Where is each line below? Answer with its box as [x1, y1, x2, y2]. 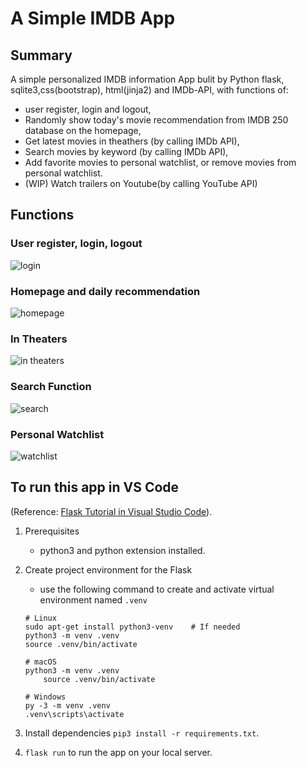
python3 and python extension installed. [39, 544, 206, 556]
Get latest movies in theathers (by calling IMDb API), [24, 135, 240, 147]
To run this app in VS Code [10, 479, 180, 496]
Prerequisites [24, 525, 80, 537]
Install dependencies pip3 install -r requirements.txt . [24, 727, 260, 739]
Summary [10, 47, 73, 64]
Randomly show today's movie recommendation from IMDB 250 [24, 114, 289, 126]
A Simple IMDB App [10, 7, 176, 30]
